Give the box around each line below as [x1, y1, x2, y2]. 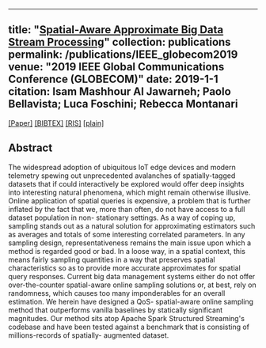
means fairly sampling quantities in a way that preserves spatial [8, 255, 215, 264]
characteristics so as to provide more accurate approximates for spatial [8, 263, 241, 273]
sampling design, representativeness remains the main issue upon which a [8, 238, 252, 248]
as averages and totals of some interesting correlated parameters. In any [8, 229, 245, 239]
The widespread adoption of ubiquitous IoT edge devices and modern [8, 162, 236, 172]
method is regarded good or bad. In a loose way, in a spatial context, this [8, 246, 245, 255]
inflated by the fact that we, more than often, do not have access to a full [8, 204, 245, 214]
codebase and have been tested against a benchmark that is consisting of [8, 322, 249, 331]
